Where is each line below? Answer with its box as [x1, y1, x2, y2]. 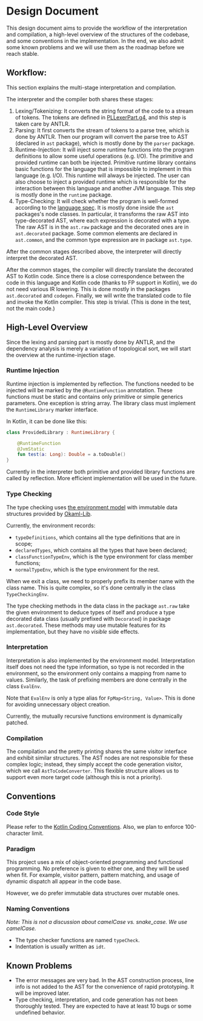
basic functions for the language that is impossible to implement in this [15, 165, 192, 172]
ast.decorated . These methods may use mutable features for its [6, 621, 166, 629]
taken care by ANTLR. [15, 120, 70, 127]
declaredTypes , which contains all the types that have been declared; [15, 546, 187, 554]
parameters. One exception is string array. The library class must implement [6, 399, 196, 407]
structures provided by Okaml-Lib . [6, 510, 92, 517]
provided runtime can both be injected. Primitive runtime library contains [15, 159, 196, 166]
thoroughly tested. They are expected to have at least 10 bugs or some [15, 1002, 192, 1010]
